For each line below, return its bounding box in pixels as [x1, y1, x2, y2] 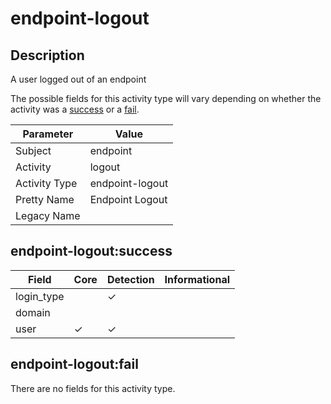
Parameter [22, 127, 74, 141]
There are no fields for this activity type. [10, 382, 176, 394]
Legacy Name [15, 209, 81, 222]
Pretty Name [15, 193, 75, 206]
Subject [15, 144, 52, 157]
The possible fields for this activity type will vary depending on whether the [10, 93, 322, 104]
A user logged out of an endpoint [10, 73, 147, 85]
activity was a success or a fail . [10, 103, 140, 115]
